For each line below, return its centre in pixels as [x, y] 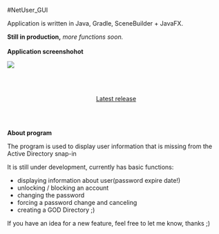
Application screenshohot [46, 52]
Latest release [116, 99]
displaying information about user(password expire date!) [99, 180]
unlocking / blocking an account [63, 188]
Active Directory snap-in [42, 154]
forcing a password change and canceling [77, 202]
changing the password [51, 195]
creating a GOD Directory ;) [56, 210]
